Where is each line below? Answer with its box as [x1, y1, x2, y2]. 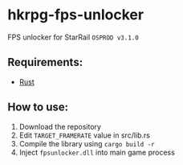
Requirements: [7, 56, 83, 69]
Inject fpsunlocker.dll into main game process [18, 147, 176, 157]
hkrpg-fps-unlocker [7, 6, 144, 24]
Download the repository [18, 122, 102, 131]
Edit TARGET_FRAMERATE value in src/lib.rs [18, 130, 150, 140]
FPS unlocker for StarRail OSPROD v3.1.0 [7, 32, 140, 42]
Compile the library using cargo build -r [18, 138, 155, 148]
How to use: [7, 101, 69, 114]
